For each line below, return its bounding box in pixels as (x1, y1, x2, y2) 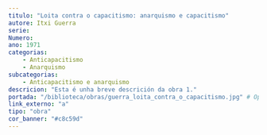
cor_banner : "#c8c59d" (8, 115, 83, 123)
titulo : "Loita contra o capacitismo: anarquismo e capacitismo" (8, 11, 229, 20)
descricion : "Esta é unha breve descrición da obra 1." (8, 85, 197, 94)
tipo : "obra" (8, 108, 52, 116)
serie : (8, 26, 30, 34)
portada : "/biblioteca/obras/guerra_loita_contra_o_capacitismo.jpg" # (8, 93, 250, 101)
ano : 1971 (8, 41, 41, 49)
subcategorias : (8, 71, 59, 79)
